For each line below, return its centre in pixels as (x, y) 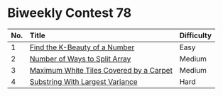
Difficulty (195, 35)
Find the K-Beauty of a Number (82, 47)
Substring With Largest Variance (83, 81)
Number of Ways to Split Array (80, 59)
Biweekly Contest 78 (70, 13)
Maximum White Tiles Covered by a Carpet (101, 70)
